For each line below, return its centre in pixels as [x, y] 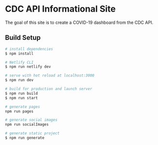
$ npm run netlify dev [28, 67]
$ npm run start [21, 98]
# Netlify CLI [19, 62]
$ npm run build [21, 93]
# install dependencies [29, 49]
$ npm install [19, 54]
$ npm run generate [25, 138]
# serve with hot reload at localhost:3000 [50, 76]
